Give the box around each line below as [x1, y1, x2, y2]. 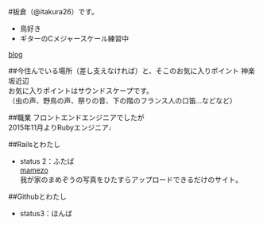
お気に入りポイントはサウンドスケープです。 [8, 86, 153, 95]
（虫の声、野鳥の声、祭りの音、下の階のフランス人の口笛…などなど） [8, 96, 237, 105]
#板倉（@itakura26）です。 [8, 7, 99, 16]
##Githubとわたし [8, 192, 68, 201]
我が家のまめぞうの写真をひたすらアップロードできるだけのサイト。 [19, 175, 243, 184]
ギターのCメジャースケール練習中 [19, 34, 130, 43]
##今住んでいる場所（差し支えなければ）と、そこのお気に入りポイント [8, 66, 240, 76]
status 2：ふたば [19, 157, 75, 165]
